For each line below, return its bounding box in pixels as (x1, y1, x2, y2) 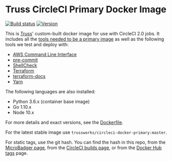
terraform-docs (12, 73, 46, 79)
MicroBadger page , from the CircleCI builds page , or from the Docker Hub (5, 145, 162, 151)
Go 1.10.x (12, 104, 32, 110)
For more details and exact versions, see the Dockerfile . (5, 119, 124, 125)
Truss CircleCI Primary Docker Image (5, 4, 167, 15)
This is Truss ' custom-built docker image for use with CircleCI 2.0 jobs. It (5, 30, 160, 36)
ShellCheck (12, 62, 37, 68)
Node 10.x (12, 109, 34, 115)
